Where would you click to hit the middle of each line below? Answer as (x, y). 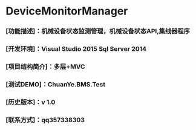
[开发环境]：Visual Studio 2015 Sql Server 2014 (76, 49)
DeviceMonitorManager (67, 11)
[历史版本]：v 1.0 (31, 102)
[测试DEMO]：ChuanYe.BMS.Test (56, 84)
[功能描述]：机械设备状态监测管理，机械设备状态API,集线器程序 (98, 31)
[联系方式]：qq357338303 (45, 120)
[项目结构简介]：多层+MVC (45, 67)
